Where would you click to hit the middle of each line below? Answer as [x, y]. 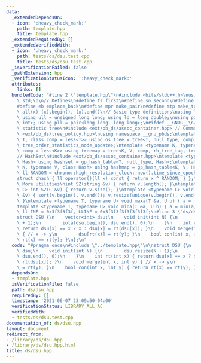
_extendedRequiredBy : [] [42, 39]
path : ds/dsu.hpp [33, 290]
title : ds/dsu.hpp [29, 351]
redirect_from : [25, 334]
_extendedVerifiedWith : [41, 45]
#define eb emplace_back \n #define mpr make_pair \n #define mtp [96, 106]
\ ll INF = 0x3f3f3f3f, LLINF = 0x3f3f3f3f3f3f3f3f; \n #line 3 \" [100, 212]
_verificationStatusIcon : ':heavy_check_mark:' [72, 78]
